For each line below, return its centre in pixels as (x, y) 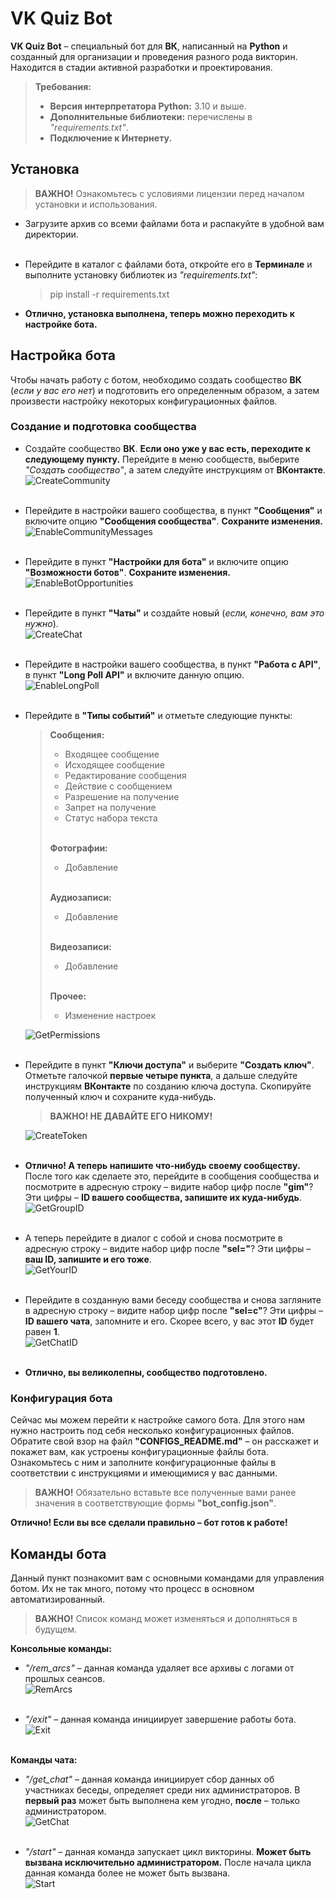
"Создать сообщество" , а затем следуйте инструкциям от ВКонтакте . (175, 469)
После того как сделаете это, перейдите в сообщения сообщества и (172, 1176)
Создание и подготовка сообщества (103, 427)
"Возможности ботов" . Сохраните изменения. (128, 572)
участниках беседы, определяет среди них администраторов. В (162, 1789)
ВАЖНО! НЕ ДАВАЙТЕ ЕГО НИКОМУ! (131, 1116)
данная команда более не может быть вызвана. (127, 1873)
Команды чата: (44, 1759)
